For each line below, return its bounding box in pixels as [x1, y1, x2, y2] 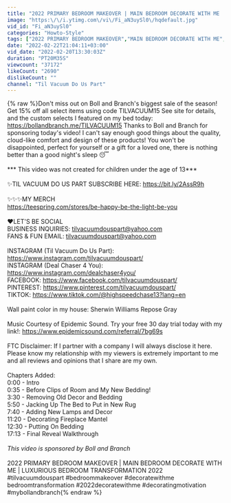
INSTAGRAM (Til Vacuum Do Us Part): [7, 247, 115, 255]
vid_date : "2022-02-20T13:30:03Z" [7, 49, 107, 56]
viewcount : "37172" [7, 61, 63, 68]
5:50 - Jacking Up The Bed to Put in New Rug [7, 400, 136, 409]
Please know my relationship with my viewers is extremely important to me [7, 349, 219, 358]
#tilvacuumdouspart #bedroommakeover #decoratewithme [7, 473, 175, 482]
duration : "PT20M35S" [7, 55, 69, 62]
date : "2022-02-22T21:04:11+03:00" [7, 42, 109, 49]
